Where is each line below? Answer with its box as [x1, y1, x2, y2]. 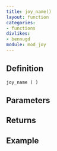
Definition [6, 63, 43, 74]
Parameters [6, 95, 50, 105]
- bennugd [6, 36, 31, 42]
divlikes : [6, 31, 31, 37]
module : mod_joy [6, 42, 46, 48]
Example [6, 136, 39, 146]
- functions [6, 25, 36, 31]
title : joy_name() [6, 8, 52, 15]
